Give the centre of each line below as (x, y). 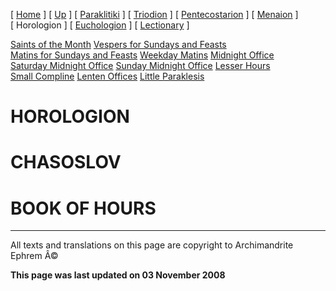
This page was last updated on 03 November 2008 (118, 275)
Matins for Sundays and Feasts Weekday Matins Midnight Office (142, 55)
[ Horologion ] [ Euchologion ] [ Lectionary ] (100, 25)
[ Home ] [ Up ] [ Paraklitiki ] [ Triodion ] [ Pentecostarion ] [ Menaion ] (154, 14)
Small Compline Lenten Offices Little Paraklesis (107, 76)
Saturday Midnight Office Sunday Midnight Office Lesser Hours (140, 65)
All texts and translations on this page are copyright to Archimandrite (152, 245)
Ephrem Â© (34, 256)
